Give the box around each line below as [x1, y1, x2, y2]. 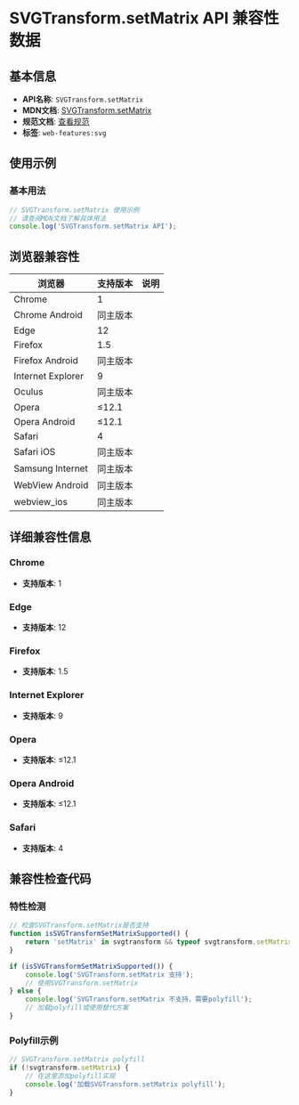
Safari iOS [13, 446, 56, 459]
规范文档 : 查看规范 [21, 117, 90, 126]
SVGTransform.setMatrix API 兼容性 [9, 8, 279, 28]
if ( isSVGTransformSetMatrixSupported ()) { [9, 962, 174, 971]
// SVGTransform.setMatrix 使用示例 [9, 206, 140, 215]
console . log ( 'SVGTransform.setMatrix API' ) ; [9, 222, 177, 232]
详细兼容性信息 [9, 529, 92, 544]
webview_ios [13, 496, 69, 508]
